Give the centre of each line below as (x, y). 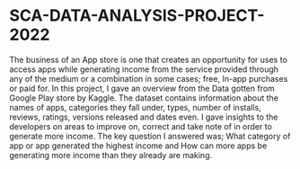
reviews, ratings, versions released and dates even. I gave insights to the (144, 117)
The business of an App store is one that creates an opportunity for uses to (148, 59)
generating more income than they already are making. (111, 155)
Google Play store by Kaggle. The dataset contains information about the (144, 98)
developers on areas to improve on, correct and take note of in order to (141, 126)
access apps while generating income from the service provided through (144, 69)
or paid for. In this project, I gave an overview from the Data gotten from (142, 88)
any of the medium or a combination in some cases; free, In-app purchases (149, 78)
